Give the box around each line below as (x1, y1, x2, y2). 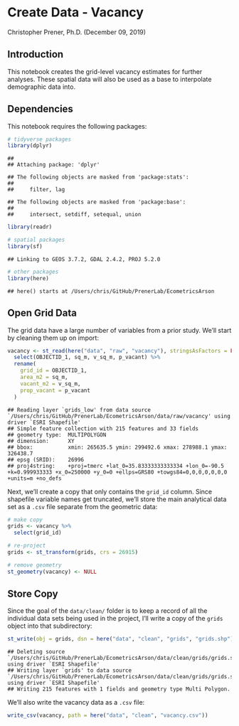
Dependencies (7, 103, 73, 115)
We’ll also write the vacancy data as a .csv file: (7, 698, 145, 707)
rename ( (14, 361, 37, 368)
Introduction (7, 48, 64, 60)
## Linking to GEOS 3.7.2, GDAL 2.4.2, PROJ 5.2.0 (7, 255, 161, 263)
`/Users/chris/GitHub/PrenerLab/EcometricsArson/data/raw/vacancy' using (7, 412, 231, 420)
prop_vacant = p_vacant (20, 387, 91, 394)
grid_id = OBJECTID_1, (20, 367, 87, 374)
